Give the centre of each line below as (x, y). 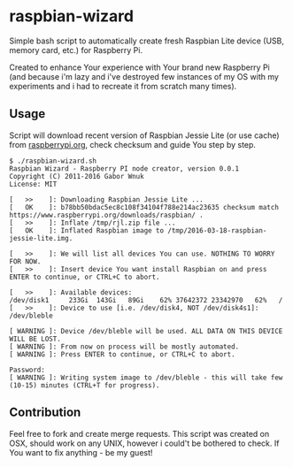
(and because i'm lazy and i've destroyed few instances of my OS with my (144, 76)
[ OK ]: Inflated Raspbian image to (87, 230)
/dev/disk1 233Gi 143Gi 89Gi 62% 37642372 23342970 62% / (146, 300)
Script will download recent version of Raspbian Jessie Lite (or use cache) (145, 135)
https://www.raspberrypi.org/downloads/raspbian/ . (106, 215)
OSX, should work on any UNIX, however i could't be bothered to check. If (144, 443)
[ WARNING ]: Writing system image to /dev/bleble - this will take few (146, 378)
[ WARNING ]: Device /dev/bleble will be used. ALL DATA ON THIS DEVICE (146, 331)
